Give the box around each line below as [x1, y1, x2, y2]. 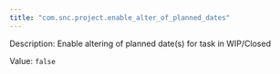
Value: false [9, 55, 57, 66]
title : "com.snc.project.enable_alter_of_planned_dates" [9, 13, 231, 23]
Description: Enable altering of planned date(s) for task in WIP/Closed [9, 38, 272, 49]
